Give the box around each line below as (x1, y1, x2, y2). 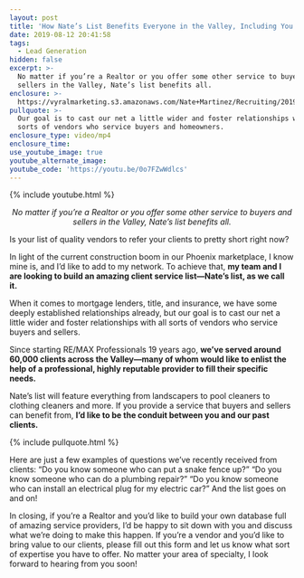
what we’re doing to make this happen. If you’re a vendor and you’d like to (9, 530, 285, 541)
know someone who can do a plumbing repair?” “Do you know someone (9, 474, 279, 485)
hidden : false (9, 55, 63, 64)
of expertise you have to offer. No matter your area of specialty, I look (9, 549, 269, 560)
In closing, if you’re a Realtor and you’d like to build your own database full (9, 510, 287, 521)
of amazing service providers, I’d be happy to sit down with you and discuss (9, 520, 293, 531)
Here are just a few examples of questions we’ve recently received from (9, 454, 278, 466)
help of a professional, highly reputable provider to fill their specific (9, 364, 269, 374)
